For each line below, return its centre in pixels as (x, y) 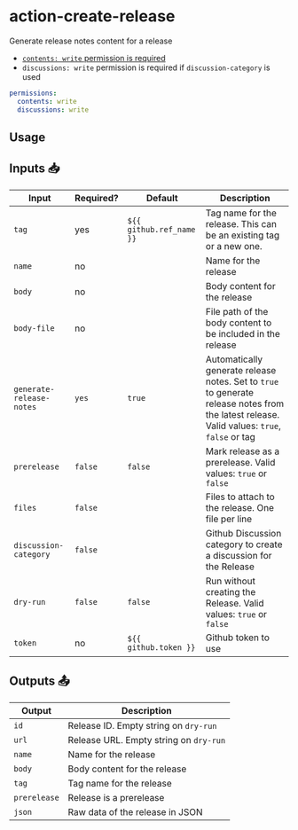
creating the (231, 591)
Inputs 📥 (35, 169)
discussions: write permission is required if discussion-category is (146, 67)
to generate (230, 392)
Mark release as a (243, 451)
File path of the (237, 311)
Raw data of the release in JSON (135, 811)
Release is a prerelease (116, 797)
